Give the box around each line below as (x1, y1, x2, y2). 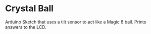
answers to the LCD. (5, 24, 47, 30)
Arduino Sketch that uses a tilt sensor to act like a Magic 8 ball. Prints (5, 19, 147, 25)
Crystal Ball (5, 3, 53, 14)
